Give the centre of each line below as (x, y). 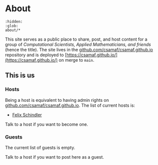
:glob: (12, 26)
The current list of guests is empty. (40, 147)
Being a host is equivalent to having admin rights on (57, 100)
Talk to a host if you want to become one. (47, 124)
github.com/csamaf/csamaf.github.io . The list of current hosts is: (70, 105)
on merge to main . (77, 60)
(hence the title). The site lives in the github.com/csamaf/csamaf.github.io (79, 49)
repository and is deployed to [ (36, 55)
